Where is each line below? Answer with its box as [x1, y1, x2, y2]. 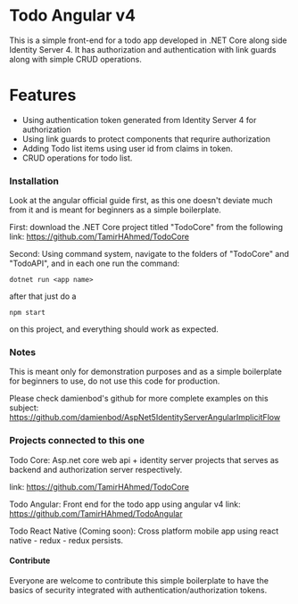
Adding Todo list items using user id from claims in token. [21, 143, 234, 153]
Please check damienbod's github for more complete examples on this [9, 393, 269, 404]
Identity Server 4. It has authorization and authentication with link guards [9, 44, 277, 54]
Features [9, 86, 77, 105]
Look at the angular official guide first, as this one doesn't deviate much [9, 195, 273, 206]
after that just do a [9, 291, 77, 302]
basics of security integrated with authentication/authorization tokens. [9, 584, 268, 595]
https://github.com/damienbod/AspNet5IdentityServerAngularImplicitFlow [9, 412, 281, 423]
